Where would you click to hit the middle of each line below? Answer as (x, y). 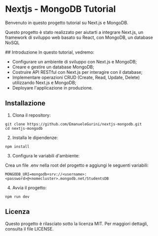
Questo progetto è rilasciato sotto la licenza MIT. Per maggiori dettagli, (77, 223)
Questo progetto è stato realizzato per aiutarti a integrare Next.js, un (74, 32)
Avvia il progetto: (29, 187)
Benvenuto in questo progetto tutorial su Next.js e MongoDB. (67, 23)
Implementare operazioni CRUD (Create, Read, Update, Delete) (76, 77)
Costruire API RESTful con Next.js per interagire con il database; (77, 72)
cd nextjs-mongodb (24, 128)
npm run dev (17, 197)
